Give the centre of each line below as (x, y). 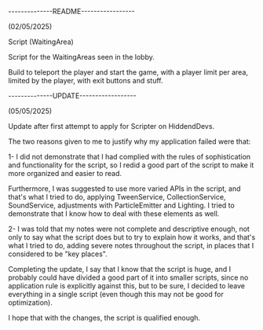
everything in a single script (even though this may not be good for (116, 294)
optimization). (30, 302)
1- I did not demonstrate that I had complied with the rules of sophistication (130, 157)
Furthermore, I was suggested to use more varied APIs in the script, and (124, 189)
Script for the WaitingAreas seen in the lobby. (81, 57)
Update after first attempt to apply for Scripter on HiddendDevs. (111, 126)
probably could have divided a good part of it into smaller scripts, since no (128, 277)
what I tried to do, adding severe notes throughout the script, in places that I (131, 246)
